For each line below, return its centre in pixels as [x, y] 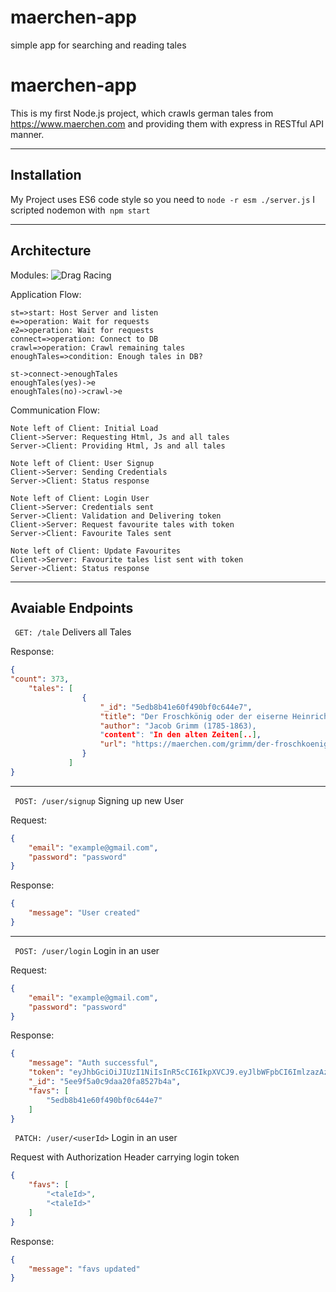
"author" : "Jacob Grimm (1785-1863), [178, 726]
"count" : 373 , [40, 679]
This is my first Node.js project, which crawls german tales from [142, 113]
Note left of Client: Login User [80, 498]
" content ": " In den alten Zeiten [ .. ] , [180, 735]
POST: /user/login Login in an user [87, 950]
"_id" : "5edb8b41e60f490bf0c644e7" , [176, 707]
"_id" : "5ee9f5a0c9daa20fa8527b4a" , [105, 1082]
